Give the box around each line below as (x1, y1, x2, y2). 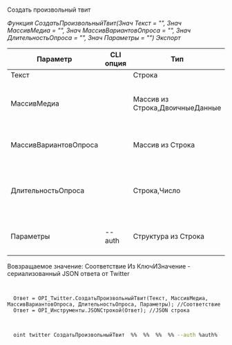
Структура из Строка (133, 232, 205, 241)
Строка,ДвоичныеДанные (133, 103, 222, 112)
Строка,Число (133, 186, 181, 195)
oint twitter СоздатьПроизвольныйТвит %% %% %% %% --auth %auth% (13, 332, 217, 339)
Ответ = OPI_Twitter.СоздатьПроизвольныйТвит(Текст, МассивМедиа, (13, 295, 209, 302)
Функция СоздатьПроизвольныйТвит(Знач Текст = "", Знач (7, 19, 182, 28)
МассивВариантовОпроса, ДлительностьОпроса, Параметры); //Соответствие (7, 301, 221, 308)
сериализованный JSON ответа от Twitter (7, 270, 130, 278)
